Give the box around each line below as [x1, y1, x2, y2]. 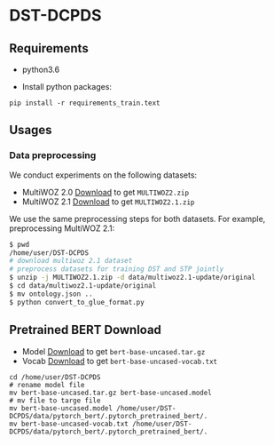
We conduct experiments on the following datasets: [9, 170, 198, 180]
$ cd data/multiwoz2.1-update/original [9, 282, 157, 290]
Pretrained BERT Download [9, 322, 162, 338]
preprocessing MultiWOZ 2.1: [9, 223, 115, 234]
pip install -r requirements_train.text [9, 99, 161, 107]
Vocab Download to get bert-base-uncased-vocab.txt [21, 355, 218, 366]
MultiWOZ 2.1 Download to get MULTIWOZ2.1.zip [21, 196, 195, 207]
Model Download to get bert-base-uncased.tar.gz [21, 346, 206, 356]
